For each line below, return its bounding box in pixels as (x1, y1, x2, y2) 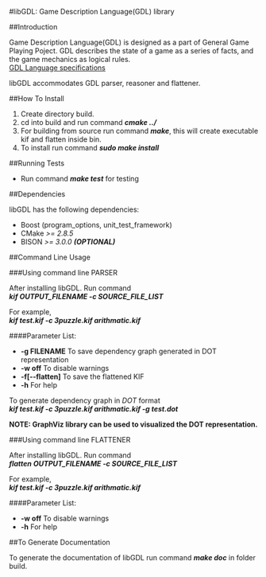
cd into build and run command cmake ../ (20, 118, 157, 127)
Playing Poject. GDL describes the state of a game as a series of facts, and (9, 46, 253, 55)
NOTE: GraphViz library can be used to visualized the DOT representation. (9, 419, 258, 429)
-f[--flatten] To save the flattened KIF (20, 372, 145, 381)
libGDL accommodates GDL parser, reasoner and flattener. (9, 79, 201, 88)
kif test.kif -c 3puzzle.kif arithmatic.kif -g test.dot (9, 404, 179, 413)
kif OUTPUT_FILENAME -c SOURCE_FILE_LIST (9, 292, 164, 301)
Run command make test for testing (20, 174, 140, 183)
